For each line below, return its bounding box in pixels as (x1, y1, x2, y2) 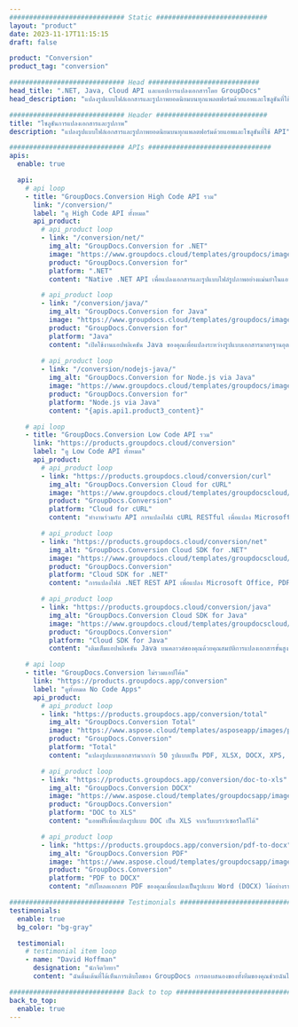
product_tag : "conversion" (9, 62, 109, 71)
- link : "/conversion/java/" (41, 299, 149, 308)
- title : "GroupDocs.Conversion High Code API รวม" (25, 192, 218, 201)
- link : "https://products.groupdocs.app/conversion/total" (41, 709, 268, 719)
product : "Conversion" (9, 54, 93, 63)
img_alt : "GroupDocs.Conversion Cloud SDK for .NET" (48, 545, 248, 555)
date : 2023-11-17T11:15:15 (9, 29, 109, 38)
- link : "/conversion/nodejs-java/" (41, 365, 176, 374)
